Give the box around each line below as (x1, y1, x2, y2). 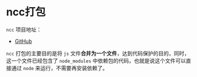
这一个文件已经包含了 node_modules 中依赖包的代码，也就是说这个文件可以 (6, 57, 186, 64)
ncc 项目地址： (6, 26, 42, 33)
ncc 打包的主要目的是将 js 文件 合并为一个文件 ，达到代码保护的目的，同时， (6, 49, 190, 56)
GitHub (14, 38, 33, 45)
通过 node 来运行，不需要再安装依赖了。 (11, 64, 108, 71)
